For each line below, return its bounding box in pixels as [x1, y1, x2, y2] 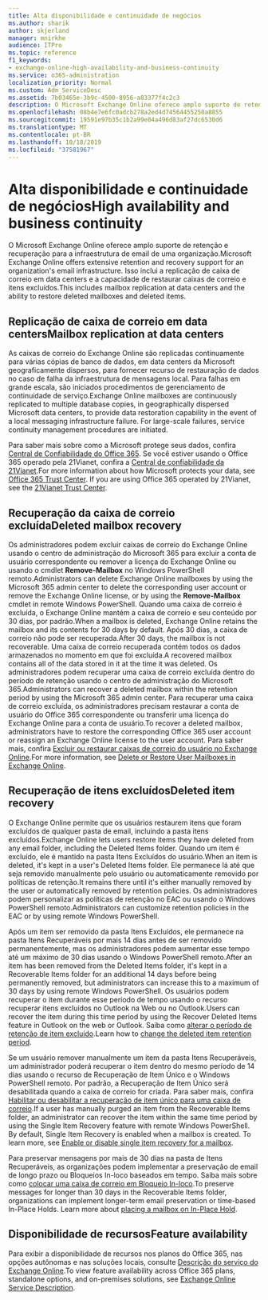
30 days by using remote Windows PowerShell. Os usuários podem [8, 986, 230, 996]
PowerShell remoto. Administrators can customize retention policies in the [8, 902, 250, 912]
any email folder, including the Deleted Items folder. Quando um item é [8, 843, 240, 853]
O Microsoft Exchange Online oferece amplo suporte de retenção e [8, 241, 229, 250]
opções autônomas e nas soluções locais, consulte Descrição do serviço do [8, 1257, 259, 1266]
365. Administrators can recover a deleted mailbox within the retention [8, 684, 238, 694]
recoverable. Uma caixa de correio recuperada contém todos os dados [8, 642, 241, 651]
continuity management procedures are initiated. [8, 425, 169, 434]
